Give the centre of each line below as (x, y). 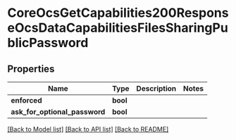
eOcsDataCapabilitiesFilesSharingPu (118, 28)
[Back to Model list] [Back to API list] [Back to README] (88, 129)
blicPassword (48, 43)
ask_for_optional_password (58, 112)
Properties (31, 69)
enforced (26, 100)
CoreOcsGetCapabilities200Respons (118, 13)
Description (156, 88)
